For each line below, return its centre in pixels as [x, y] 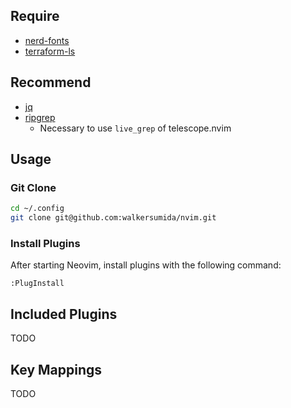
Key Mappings [56, 369]
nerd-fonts [47, 40]
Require [35, 16]
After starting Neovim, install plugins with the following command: [146, 265]
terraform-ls [50, 51]
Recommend [51, 82]
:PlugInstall [37, 284]
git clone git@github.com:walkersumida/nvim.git [113, 218]
